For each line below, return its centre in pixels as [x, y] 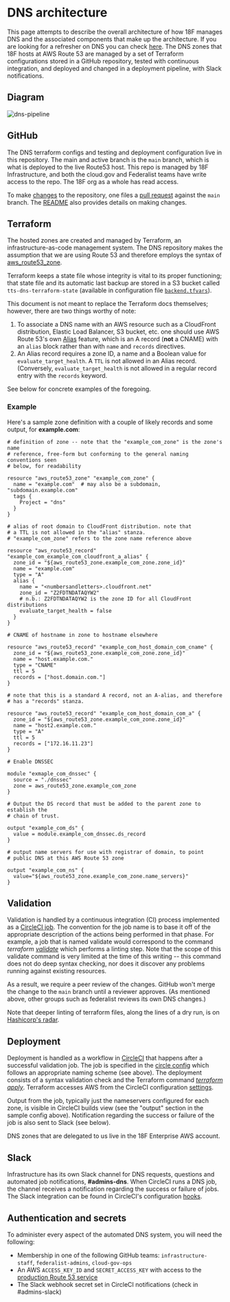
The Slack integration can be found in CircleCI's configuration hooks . [105, 1197]
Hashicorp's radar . [33, 1020]
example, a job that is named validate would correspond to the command [110, 942]
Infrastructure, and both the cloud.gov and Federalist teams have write [107, 174]
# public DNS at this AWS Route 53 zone [66, 858]
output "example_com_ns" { [46, 870]
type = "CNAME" [35, 665]
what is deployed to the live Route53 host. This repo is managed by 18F [108, 167]
